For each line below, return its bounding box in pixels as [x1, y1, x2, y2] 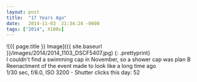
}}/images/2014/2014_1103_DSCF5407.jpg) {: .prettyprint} [6, 50, 151, 57]
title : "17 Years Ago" [6, 15, 67, 21]
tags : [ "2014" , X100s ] [6, 26, 64, 32]
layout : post [6, 9, 40, 15]
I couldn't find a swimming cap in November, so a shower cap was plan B [6, 56, 191, 63]
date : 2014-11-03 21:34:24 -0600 [6, 20, 100, 26]
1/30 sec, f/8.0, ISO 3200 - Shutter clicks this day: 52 [6, 69, 140, 76]
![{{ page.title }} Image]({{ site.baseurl [6, 43, 102, 50]
